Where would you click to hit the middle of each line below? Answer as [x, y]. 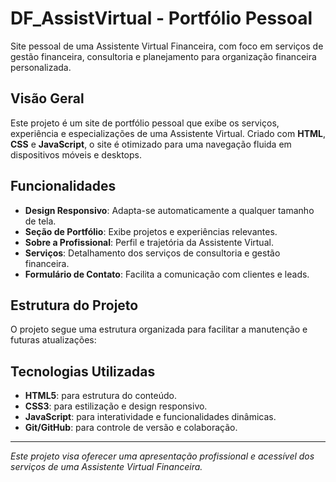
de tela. [40, 221]
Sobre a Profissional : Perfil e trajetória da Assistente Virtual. [149, 242]
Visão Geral [47, 98]
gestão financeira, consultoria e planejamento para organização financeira [163, 56]
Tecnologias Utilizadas [83, 371]
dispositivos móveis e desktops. [76, 154]
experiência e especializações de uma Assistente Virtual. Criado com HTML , [168, 133]
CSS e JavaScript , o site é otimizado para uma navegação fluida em [151, 144]
